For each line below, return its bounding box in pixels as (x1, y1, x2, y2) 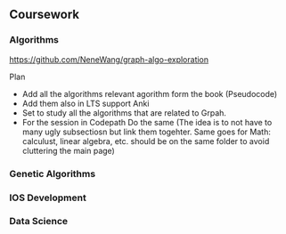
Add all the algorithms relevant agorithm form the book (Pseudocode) (21, 88, 278, 99)
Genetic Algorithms (9, 167, 96, 180)
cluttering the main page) (21, 145, 116, 156)
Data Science (9, 215, 69, 228)
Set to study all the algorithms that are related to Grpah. (21, 107, 227, 118)
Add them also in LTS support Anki (21, 98, 150, 109)
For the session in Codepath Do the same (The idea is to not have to (21, 117, 273, 127)
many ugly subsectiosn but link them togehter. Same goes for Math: (21, 126, 272, 137)
